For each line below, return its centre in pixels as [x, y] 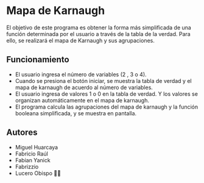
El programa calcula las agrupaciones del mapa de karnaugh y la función [107, 107]
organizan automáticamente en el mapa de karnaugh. [82, 100]
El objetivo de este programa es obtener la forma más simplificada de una [99, 27]
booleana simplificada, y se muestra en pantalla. [76, 113]
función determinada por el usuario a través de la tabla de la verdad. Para [98, 34]
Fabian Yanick [33, 160]
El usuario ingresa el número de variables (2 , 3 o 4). [81, 74]
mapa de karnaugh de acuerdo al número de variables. [84, 87]
